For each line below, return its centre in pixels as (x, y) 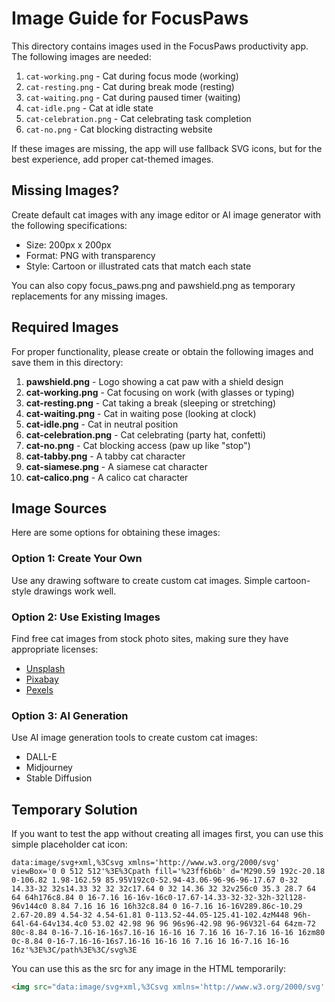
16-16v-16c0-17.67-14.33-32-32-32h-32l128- (215, 898)
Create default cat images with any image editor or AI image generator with (166, 214)
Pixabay (42, 679)
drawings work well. (75, 591)
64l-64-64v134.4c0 (49, 924)
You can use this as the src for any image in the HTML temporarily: (149, 969)
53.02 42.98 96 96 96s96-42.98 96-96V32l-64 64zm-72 (203, 924)
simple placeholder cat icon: (69, 844)
